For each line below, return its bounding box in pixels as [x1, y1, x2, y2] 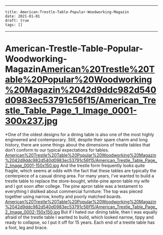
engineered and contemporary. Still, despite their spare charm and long [5, 137, 148, 143]
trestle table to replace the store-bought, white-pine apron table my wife [5, 178, 149, 184]
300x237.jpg [5, 115, 58, 127]
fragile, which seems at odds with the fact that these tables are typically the [5, 167, 157, 173]
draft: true [5, 18, 29, 23]
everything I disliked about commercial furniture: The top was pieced [5, 188, 143, 194]
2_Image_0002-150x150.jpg [5, 209, 60, 215]
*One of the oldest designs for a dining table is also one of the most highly [5, 131, 154, 137]
